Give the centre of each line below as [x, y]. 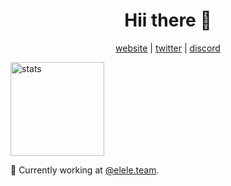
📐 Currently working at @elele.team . [85, 170]
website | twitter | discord [168, 48]
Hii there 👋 [168, 20]
